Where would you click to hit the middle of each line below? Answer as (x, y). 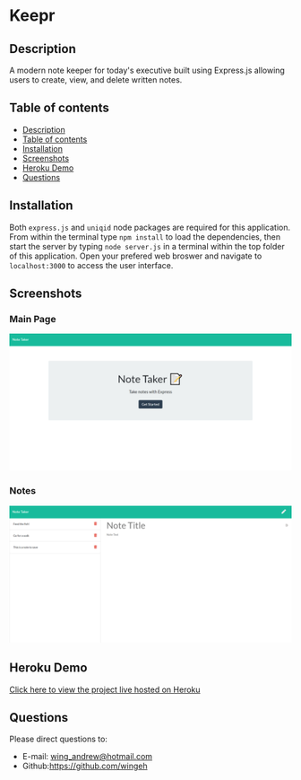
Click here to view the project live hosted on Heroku (105, 689)
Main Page (33, 319)
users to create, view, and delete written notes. (96, 80)
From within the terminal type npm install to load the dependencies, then (145, 237)
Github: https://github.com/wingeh (85, 766)
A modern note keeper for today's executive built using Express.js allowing (147, 70)
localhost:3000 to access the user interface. (91, 265)
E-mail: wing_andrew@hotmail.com (87, 757)
